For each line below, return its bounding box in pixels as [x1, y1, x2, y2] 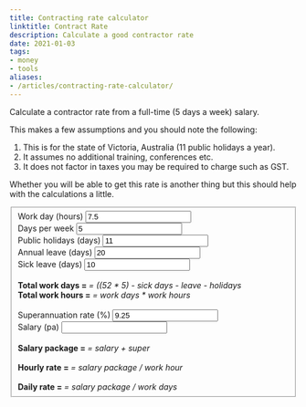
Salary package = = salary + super [17, 342, 151, 353]
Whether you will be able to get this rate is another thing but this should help [9, 179, 297, 190]
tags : [9, 47, 30, 57]
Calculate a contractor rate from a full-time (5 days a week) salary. [9, 106, 260, 117]
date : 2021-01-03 [9, 38, 76, 48]
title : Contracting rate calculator [9, 13, 149, 23]
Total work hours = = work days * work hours [17, 289, 191, 300]
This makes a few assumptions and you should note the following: [9, 124, 258, 135]
